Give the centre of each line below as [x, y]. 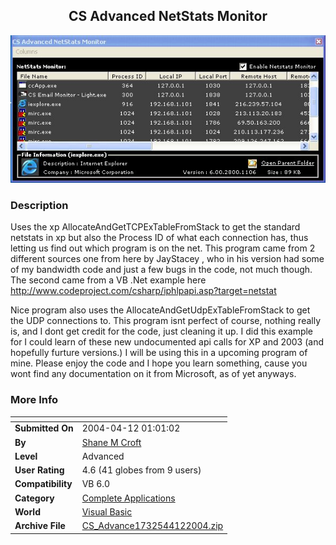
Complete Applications [128, 498]
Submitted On [44, 428]
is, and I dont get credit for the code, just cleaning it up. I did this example [162, 331]
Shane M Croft [111, 442]
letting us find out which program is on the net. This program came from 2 [163, 248]
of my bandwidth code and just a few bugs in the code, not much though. [161, 270]
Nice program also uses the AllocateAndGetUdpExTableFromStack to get [160, 310]
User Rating [39, 470]
